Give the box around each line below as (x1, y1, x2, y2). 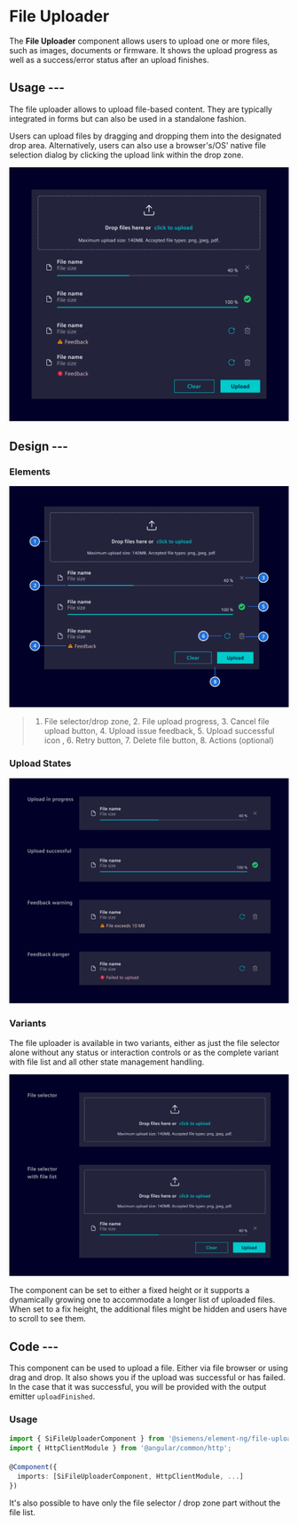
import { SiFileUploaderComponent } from (9, 1434, 165, 1443)
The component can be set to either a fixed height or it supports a (9, 1285, 250, 1296)
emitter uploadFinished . (9, 1391, 96, 1401)
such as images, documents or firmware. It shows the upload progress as (9, 44, 278, 55)
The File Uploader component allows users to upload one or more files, (9, 36, 271, 46)
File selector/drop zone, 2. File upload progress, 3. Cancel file (43, 716, 270, 727)
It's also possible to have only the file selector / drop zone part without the (9, 1497, 281, 1508)
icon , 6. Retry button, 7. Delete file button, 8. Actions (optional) (43, 735, 275, 746)
